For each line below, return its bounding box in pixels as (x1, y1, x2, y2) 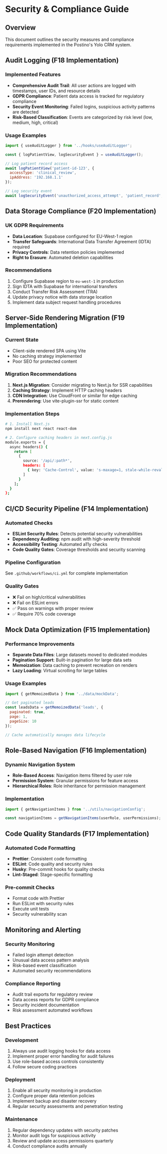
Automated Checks (5, 519, 53, 526)
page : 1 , (9, 714, 28, 720)
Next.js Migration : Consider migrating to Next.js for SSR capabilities (12, 382, 153, 388)
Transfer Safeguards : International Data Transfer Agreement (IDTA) (12, 238, 152, 244)
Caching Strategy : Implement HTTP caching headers (12, 387, 122, 393)
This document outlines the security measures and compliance (5, 36, 134, 42)
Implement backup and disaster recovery (12, 1098, 97, 1104)
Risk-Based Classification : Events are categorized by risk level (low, (12, 114, 153, 120)
